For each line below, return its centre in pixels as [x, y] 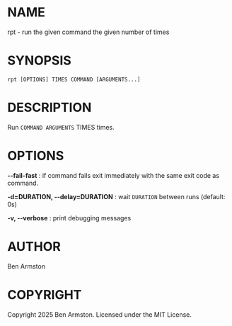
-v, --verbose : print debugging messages [69, 218]
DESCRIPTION [50, 108]
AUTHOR [34, 246]
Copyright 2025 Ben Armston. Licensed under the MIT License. [100, 314]
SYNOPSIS [40, 61]
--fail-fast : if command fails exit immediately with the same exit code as [114, 175]
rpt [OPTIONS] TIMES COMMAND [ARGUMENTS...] [74, 79]
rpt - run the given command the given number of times [88, 32]
